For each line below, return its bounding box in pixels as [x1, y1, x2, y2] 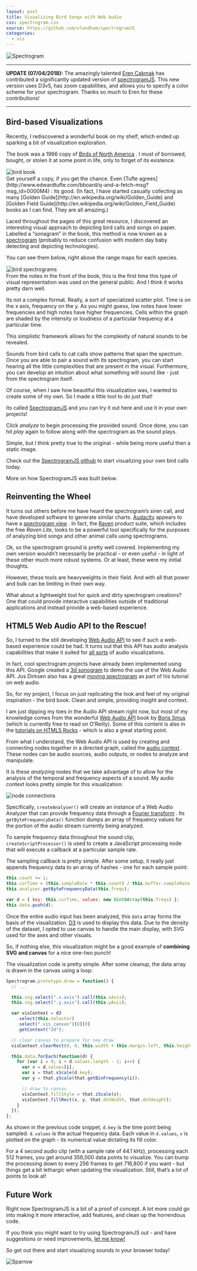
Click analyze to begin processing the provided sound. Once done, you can [6, 421, 189, 429]
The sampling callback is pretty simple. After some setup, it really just [6, 857, 174, 864]
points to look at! [6, 1173, 47, 1180]
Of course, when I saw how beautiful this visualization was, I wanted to [6, 386, 178, 394]
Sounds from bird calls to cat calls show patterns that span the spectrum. [6, 350, 184, 357]
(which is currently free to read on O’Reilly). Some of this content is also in [6, 720, 186, 727]
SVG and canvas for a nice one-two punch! [6, 949, 111, 956]
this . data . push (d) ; [6, 902, 54, 908]
